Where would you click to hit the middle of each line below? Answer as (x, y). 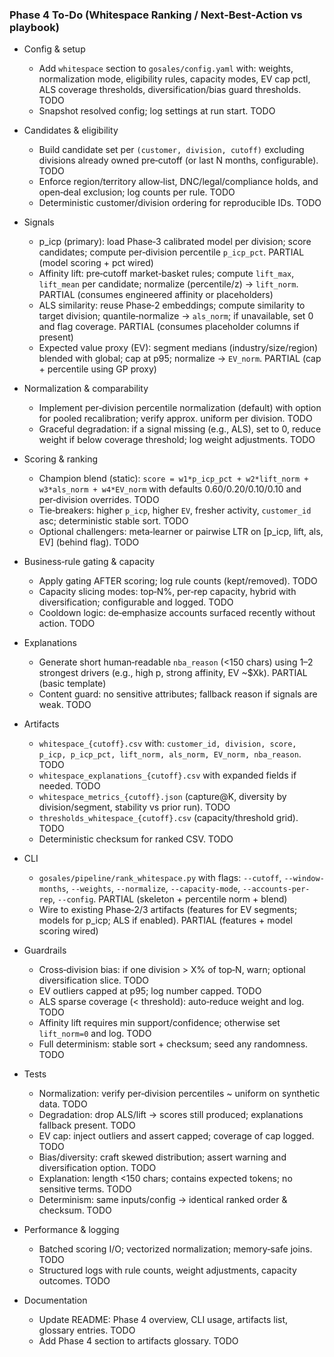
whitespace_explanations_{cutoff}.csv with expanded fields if (167, 775)
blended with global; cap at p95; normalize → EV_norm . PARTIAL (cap (180, 359)
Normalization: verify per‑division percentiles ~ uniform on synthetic (179, 1094)
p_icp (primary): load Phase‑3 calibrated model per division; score (175, 242)
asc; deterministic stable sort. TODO (113, 521)
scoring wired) (68, 931)
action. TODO (67, 624)
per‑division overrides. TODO (99, 500)
